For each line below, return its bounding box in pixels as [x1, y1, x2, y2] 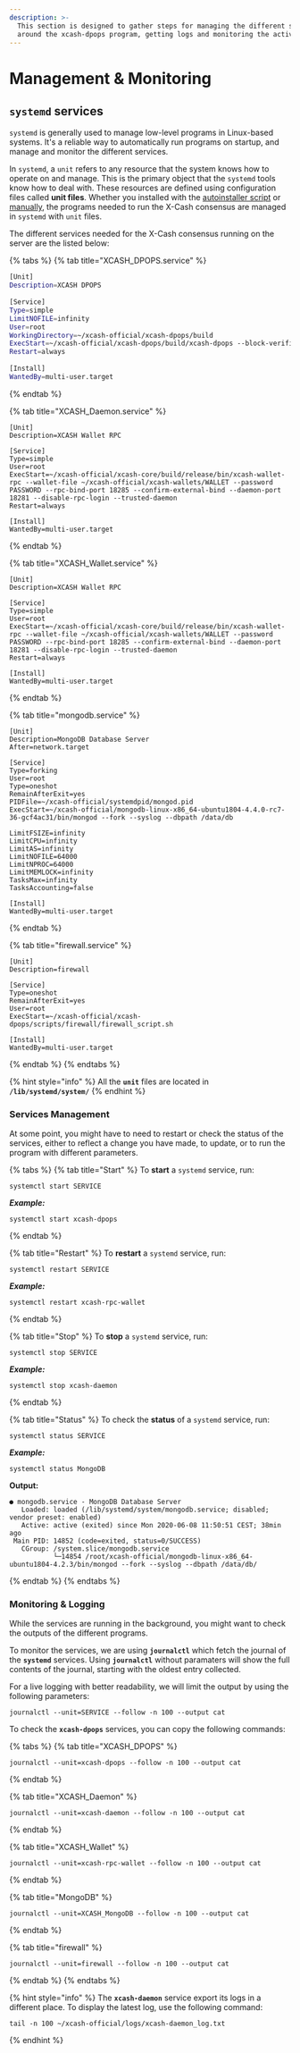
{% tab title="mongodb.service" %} [9, 710, 141, 720]
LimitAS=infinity [9, 844, 74, 854]
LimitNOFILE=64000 [9, 852, 78, 861]
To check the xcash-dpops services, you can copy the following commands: [9, 1724, 286, 1735]
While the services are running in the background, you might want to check [9, 1619, 286, 1629]
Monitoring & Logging [9, 1597, 105, 1610]
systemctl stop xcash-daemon [9, 1382, 118, 1391]
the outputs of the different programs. [9, 1628, 149, 1638]
